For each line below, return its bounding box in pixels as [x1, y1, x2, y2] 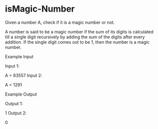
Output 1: [5, 100, 23, 106]
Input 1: [5, 63, 20, 69]
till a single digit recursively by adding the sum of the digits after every [5, 34, 145, 40]
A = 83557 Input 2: [5, 72, 43, 78]
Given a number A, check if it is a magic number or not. [5, 19, 115, 25]
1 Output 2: [5, 110, 27, 116]
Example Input [5, 53, 34, 59]
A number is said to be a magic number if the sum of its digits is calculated [5, 29, 154, 34]
